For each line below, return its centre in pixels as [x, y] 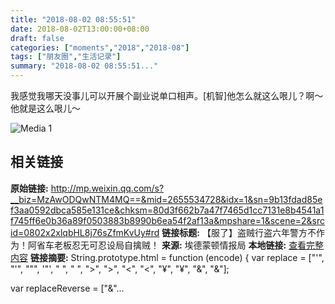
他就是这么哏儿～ [45, 108]
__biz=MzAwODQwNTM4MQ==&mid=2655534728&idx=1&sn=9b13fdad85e [166, 199]
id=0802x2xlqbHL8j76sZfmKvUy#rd [85, 232]
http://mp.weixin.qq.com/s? [107, 188]
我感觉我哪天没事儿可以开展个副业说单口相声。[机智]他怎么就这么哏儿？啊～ [167, 95]
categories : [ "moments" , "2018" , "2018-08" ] [100, 47]
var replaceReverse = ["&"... [67, 288]
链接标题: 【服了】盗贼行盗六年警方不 [239, 232]
